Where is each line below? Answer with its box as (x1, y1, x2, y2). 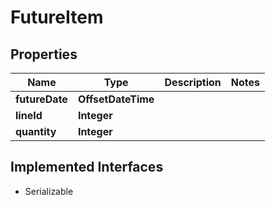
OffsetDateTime (77, 92, 155, 106)
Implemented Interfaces (10, 159, 164, 176)
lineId (15, 109, 43, 122)
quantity (15, 125, 57, 138)
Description (164, 76, 222, 89)
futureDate (15, 92, 68, 106)
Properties (10, 46, 78, 63)
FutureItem (10, 6, 104, 29)
